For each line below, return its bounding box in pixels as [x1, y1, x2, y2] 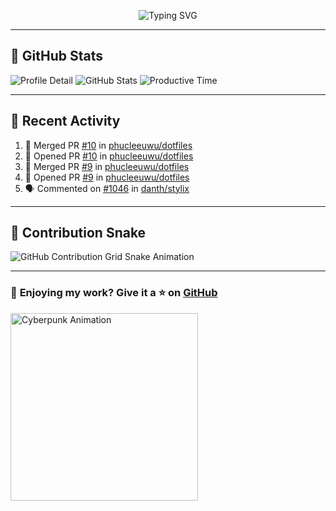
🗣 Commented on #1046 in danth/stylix [24, 182, 190, 194]
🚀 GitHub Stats [10, 48, 103, 65]
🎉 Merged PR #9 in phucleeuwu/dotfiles [24, 160, 190, 172]
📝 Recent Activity [10, 113, 121, 130]
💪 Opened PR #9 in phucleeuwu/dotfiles [24, 171, 190, 183]
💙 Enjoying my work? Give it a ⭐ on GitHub [10, 286, 218, 300]
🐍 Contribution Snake [10, 225, 147, 242]
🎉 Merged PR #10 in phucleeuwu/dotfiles [24, 139, 193, 151]
